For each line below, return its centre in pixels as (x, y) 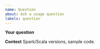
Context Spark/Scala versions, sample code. (50, 42)
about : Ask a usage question (35, 14)
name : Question (20, 9)
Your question (20, 33)
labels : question (23, 18)
